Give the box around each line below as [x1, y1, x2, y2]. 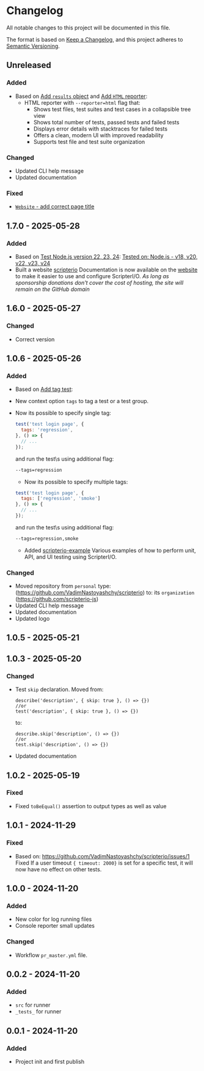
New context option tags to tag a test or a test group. [15, 398, 149, 405]
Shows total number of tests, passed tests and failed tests [33, 118, 180, 126]
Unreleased [6, 60, 52, 70]
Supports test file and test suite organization [33, 138, 145, 145]
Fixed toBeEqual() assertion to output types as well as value [15, 802, 167, 809]
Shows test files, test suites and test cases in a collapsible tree [33, 105, 191, 113]
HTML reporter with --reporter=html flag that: [24, 99, 140, 106]
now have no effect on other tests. [15, 865, 102, 873]
